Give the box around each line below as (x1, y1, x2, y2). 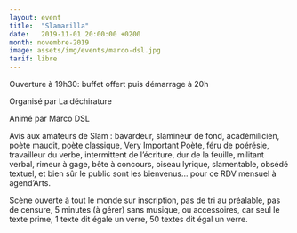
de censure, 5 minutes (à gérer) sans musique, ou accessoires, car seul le (9, 205, 280, 214)
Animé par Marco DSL (9, 113, 91, 124)
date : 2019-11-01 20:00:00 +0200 (9, 29, 141, 38)
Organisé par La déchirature (9, 96, 113, 107)
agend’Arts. (9, 178, 52, 188)
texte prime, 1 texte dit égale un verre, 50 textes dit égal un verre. (9, 214, 248, 224)
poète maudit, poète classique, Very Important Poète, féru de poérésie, (9, 140, 269, 150)
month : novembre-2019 (9, 37, 90, 47)
